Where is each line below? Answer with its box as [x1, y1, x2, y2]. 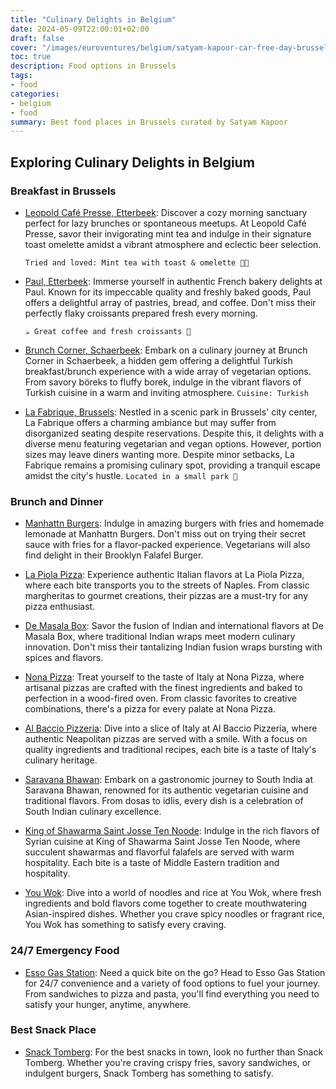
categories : [10, 89, 60, 99]
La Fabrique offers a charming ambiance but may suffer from [24, 416, 277, 428]
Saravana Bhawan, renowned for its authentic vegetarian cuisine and [24, 784, 309, 796]
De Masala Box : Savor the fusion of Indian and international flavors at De [24, 620, 324, 632]
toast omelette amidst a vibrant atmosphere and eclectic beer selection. [24, 238, 322, 250]
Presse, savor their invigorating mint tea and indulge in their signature [24, 227, 312, 240]
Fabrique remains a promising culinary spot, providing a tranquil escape [24, 459, 322, 471]
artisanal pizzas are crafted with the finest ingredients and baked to [24, 682, 303, 694]
